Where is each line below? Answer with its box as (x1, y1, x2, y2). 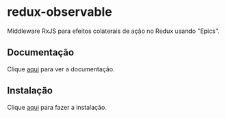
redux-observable (7, 4, 112, 20)
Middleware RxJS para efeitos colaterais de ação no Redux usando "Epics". (7, 27, 221, 35)
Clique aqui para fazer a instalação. (7, 103, 108, 111)
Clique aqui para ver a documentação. (7, 64, 115, 73)
